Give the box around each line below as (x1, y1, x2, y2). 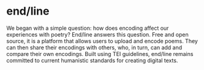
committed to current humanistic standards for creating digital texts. (6, 57, 178, 64)
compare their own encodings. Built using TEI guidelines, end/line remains (6, 50, 194, 57)
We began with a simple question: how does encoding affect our (6, 24, 169, 32)
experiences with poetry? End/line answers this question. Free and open (6, 30, 189, 38)
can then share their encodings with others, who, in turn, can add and (6, 44, 183, 51)
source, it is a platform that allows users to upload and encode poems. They (6, 37, 198, 44)
